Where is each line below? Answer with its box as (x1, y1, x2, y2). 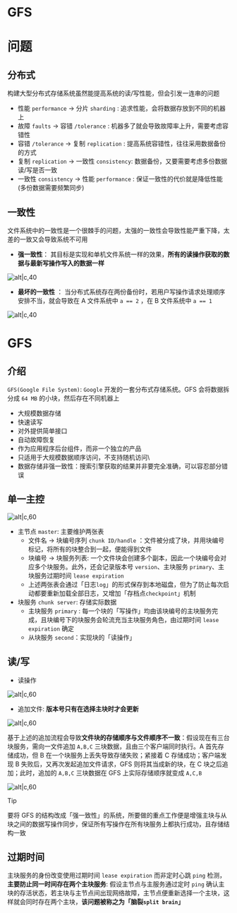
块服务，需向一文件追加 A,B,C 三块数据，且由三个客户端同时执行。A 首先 (7, 742, 219, 751)
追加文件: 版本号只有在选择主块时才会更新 (17, 704, 139, 713)
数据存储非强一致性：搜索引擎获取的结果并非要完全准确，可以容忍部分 (17, 462, 222, 470)
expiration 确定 (28, 624, 75, 633)
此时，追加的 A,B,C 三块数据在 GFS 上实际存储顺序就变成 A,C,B (19, 768, 202, 777)
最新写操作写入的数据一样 (30, 259, 104, 267)
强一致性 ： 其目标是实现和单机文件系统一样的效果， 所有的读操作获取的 (17, 250, 224, 258)
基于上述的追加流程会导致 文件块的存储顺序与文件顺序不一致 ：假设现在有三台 (7, 733, 230, 741)
